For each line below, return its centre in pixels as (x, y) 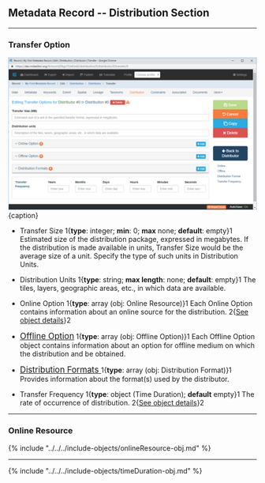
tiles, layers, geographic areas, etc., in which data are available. (123, 289)
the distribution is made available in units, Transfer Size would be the (131, 247)
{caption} (23, 216)
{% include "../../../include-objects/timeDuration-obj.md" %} (105, 470)
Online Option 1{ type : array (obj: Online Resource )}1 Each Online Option (136, 304)
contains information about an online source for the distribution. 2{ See (134, 312)
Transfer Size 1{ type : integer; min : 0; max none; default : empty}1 (126, 231)
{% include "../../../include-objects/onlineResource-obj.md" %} (110, 448)
